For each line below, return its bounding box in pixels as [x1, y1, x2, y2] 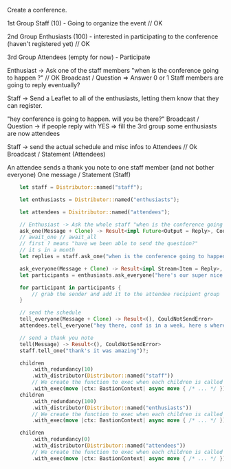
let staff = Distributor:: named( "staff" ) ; [19, 184, 143, 191]
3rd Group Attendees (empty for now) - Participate [7, 53, 151, 61]
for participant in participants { [19, 284, 122, 291]
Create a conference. [7, 6, 67, 14]
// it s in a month [19, 247, 76, 253]
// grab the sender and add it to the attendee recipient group [32, 290, 220, 297]
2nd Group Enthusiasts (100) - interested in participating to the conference [7, 32, 219, 41]
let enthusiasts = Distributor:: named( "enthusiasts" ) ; [19, 196, 180, 203]
